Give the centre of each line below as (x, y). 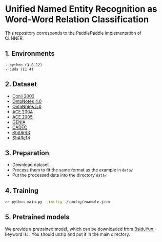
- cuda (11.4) (20, 69)
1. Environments (30, 54)
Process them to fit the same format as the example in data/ (72, 170)
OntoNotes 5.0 (27, 106)
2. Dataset (21, 84)
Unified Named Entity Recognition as (81, 9)
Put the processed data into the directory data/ (60, 175)
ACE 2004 (22, 112)
